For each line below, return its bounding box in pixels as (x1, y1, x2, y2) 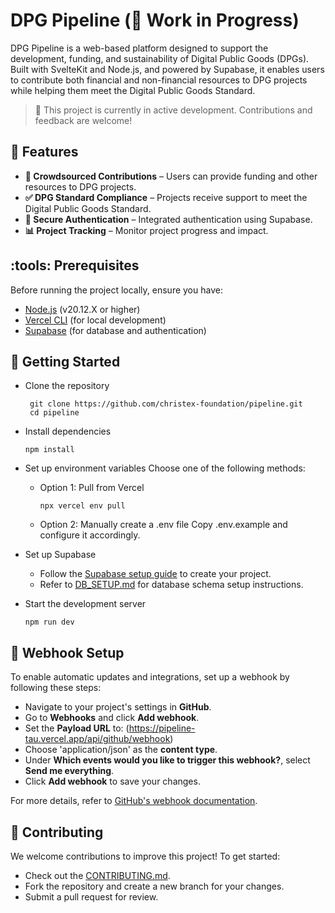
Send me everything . (24, 765, 115, 777)
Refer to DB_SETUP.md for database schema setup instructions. (39, 579, 304, 591)
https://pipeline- (128, 722, 196, 734)
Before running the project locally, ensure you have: (10, 284, 223, 296)
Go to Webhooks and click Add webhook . (24, 712, 200, 724)
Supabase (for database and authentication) (24, 324, 207, 336)
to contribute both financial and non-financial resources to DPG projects (10, 74, 308, 86)
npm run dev (24, 617, 75, 628)
